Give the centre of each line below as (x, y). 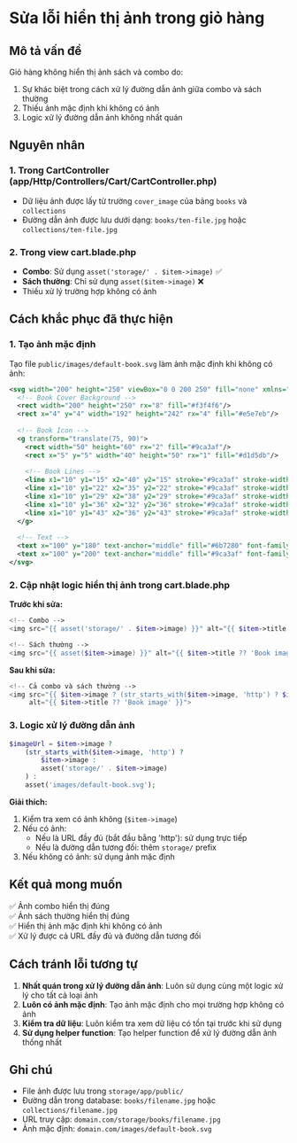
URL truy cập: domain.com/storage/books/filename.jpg (121, 1119)
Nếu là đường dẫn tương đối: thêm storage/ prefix (126, 847)
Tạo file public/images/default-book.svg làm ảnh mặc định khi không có (141, 363)
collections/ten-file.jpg (69, 229)
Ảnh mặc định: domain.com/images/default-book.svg (117, 1129)
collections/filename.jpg (69, 1111)
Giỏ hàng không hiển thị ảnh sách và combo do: (96, 72)
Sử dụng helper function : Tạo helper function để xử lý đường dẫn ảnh (149, 1032)
